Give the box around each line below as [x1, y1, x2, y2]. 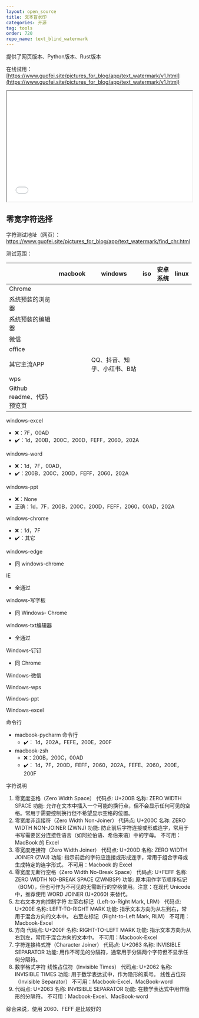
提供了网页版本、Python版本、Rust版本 [6, 53, 101, 60]
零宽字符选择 [6, 214, 53, 224]
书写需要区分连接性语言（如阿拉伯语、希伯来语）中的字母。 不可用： [14, 832, 181, 839]
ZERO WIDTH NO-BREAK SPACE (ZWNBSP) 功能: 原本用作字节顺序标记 [14, 876, 187, 883]
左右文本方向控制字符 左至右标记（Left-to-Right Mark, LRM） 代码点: [14, 898, 181, 905]
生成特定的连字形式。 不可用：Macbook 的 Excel [14, 861, 132, 868]
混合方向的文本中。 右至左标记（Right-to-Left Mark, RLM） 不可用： [25, 912, 190, 919]
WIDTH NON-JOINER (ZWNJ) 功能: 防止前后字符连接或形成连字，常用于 [14, 824, 189, 831]
